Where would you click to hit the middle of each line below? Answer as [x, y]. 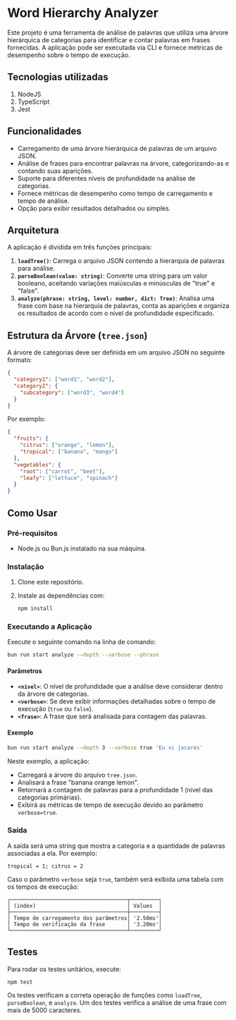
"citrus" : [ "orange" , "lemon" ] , [67, 446]
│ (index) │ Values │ [85, 906]
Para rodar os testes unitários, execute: [64, 969]
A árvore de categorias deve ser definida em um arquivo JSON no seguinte [116, 352]
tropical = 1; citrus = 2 [45, 866]
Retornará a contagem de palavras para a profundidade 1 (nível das [115, 789]
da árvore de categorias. [53, 694]
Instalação [26, 567]
